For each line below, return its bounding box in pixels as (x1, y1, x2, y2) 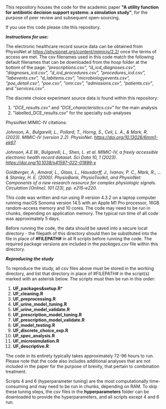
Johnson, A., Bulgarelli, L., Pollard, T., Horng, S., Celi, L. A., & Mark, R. (5, 129, 148, 135)
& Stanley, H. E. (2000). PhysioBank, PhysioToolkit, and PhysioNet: (5, 175, 142, 180)
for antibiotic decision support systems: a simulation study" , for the (5, 9, 148, 15)
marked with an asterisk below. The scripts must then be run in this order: (5, 276, 156, 281)
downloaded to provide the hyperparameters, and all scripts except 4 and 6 (5, 394, 160, 400)
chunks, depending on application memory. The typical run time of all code (5, 210, 159, 216)
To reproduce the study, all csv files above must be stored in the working (5, 266, 154, 271)
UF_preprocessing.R (12, 296, 56, 302)
